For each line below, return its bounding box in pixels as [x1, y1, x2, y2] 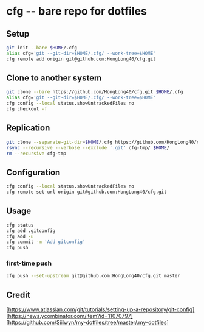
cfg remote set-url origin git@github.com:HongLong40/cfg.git [6, 189, 167, 196]
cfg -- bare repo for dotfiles [6, 4, 148, 18]
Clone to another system [6, 73, 102, 83]
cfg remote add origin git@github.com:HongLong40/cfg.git [6, 56, 156, 62]
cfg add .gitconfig [6, 227, 56, 234]
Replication [6, 123, 50, 133]
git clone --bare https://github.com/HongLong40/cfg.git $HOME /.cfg [6, 89, 183, 95]
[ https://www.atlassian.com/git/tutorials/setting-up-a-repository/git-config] [6, 306, 195, 313]
